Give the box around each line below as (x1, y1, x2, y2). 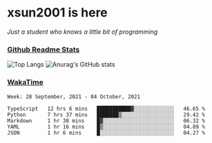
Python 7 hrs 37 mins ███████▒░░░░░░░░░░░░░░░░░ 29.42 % (7, 111, 206, 118)
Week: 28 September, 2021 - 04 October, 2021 (7, 93, 140, 100)
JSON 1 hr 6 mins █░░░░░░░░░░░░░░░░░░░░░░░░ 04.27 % (7, 129, 206, 136)
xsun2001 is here (7, 5, 108, 21)
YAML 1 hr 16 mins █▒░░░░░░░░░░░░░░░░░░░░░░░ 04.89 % (7, 123, 206, 130)
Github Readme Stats (7, 45, 80, 54)
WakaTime (7, 78, 44, 87)
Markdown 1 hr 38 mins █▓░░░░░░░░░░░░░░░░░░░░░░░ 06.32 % (7, 117, 206, 124)
